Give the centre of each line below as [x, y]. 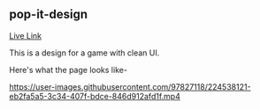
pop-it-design [49, 15]
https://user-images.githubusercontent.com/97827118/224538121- [130, 86]
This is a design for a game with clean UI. [84, 53]
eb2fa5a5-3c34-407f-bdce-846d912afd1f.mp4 [95, 96]
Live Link [26, 35]
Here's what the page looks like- [69, 70]
